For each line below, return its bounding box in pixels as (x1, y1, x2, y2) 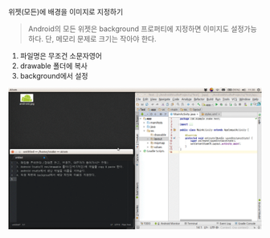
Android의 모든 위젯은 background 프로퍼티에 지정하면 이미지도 (27, 24, 230, 34)
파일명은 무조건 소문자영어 (19, 51, 103, 60)
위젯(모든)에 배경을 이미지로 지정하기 (8, 7, 124, 16)
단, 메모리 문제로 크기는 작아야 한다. (45, 34, 157, 43)
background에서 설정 (19, 71, 88, 80)
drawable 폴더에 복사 (19, 61, 88, 71)
